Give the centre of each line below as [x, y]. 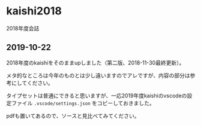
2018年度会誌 [23, 28]
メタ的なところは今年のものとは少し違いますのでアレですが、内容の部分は [98, 75]
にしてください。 [32, 83]
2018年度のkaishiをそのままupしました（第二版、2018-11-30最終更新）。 [95, 62]
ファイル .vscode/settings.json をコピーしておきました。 [83, 103]
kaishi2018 [34, 11]
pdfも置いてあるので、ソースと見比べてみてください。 [73, 115]
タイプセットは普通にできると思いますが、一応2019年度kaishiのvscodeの [97, 95]
